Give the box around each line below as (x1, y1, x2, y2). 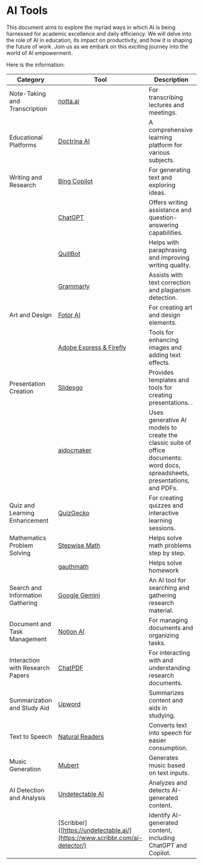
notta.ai (58, 97, 80, 105)
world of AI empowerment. (6, 49, 73, 56)
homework (149, 566, 179, 574)
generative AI (149, 415, 187, 424)
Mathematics (9, 533, 47, 542)
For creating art (149, 303, 193, 311)
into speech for (149, 728, 192, 737)
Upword (58, 699, 81, 708)
